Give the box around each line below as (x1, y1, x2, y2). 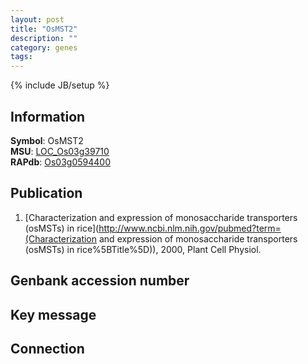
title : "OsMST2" (10, 24, 78, 34)
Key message (10, 306, 97, 323)
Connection (10, 340, 85, 357)
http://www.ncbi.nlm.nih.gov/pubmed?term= (98, 222, 282, 234)
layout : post (10, 14, 65, 25)
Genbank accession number (10, 272, 190, 290)
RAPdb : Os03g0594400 (10, 156, 111, 168)
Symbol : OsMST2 (10, 134, 84, 146)
